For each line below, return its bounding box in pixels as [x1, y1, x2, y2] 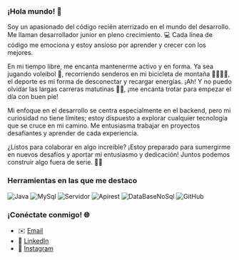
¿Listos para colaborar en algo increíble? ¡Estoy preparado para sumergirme [7, 142, 230, 152]
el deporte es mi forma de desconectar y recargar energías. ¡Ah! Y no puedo [7, 78, 232, 86]
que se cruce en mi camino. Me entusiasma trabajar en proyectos [7, 121, 200, 130]
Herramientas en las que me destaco [7, 176, 138, 186]
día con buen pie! [7, 93, 59, 101]
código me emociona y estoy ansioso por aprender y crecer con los [7, 41, 207, 49]
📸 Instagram [17, 244, 54, 252]
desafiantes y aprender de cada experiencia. [7, 129, 139, 137]
